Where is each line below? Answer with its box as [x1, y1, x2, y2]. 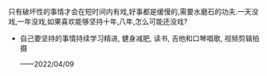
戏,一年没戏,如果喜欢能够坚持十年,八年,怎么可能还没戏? [8, 17, 188, 26]
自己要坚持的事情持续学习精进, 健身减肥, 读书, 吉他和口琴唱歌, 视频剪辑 [19, 34, 253, 43]
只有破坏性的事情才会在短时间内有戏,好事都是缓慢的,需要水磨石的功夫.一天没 [8, 7, 259, 16]
